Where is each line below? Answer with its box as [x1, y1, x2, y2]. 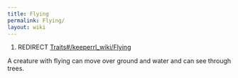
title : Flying [7, 10, 50, 18]
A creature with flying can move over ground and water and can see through [7, 57, 232, 65]
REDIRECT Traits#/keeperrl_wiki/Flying [17, 43, 131, 52]
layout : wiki [7, 23, 46, 30]
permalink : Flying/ [7, 17, 65, 24]
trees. [7, 65, 25, 73]
